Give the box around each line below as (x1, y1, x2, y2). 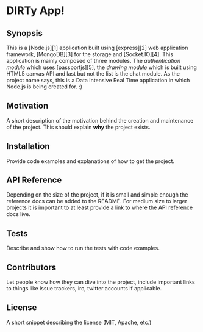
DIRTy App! (6, 4, 65, 18)
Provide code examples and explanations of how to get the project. (6, 157, 175, 165)
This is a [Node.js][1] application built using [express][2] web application (6, 44, 188, 51)
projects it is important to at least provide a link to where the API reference (6, 204, 193, 211)
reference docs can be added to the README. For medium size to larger (6, 198, 188, 205)
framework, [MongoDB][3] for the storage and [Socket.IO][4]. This (6, 51, 174, 58)
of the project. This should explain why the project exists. (6, 123, 151, 131)
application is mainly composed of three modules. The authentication (6, 57, 181, 64)
